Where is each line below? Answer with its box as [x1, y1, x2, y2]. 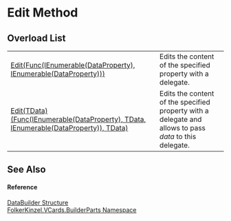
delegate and [159, 115, 202, 124]
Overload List [7, 32, 66, 44]
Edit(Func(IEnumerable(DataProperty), [10, 61, 135, 70]
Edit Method [7, 5, 78, 21]
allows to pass [159, 123, 206, 132]
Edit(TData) [10, 106, 48, 115]
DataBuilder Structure [7, 198, 69, 207]
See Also [7, 164, 46, 176]
